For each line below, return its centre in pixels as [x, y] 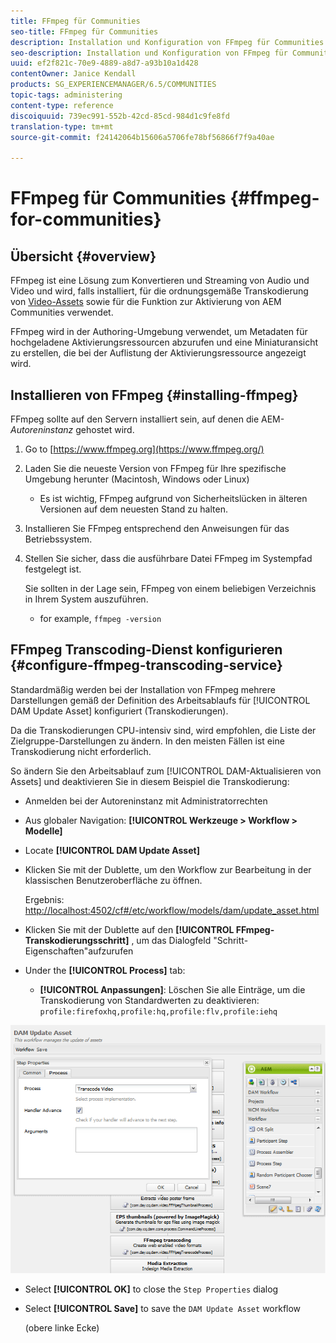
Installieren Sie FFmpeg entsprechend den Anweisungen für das [157, 528]
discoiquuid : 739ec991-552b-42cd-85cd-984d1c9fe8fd [120, 116]
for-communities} [86, 219]
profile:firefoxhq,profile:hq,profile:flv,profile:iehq [158, 1011]
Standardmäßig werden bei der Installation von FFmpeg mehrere [143, 689]
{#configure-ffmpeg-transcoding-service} [146, 665]
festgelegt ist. [53, 569]
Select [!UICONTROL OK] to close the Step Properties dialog [151, 1289]
